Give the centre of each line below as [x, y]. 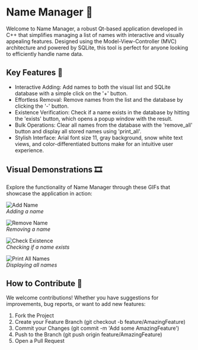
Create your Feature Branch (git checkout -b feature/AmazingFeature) [100, 322]
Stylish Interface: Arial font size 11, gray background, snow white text [99, 137]
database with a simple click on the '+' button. [71, 93]
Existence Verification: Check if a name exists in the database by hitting [102, 112]
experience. [29, 150]
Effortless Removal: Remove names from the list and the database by [99, 99]
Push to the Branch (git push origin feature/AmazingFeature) [88, 335]
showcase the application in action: [49, 193]
